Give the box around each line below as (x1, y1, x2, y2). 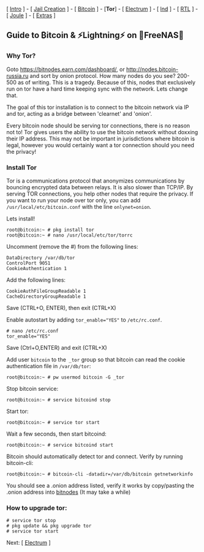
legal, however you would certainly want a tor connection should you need (6, 141, 195, 149)
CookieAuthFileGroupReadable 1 (6, 288, 86, 294)
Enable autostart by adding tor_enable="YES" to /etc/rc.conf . (6, 316, 162, 323)
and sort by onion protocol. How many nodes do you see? (29, 72, 176, 79)
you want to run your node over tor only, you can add (6, 196, 141, 204)
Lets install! (6, 214, 36, 222)
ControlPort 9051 (6, 260, 51, 266)
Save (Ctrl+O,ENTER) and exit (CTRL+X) (6, 344, 107, 351)
